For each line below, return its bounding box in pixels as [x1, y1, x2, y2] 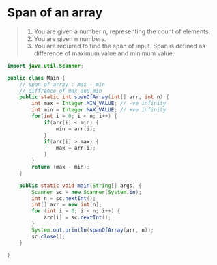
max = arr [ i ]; [55, 145, 96, 152]
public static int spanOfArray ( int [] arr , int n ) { [19, 94, 169, 100]
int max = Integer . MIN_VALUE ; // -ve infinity [31, 100, 167, 107]
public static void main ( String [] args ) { [19, 182, 142, 189]
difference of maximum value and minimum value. [33, 49, 175, 57]
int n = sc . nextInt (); [31, 195, 96, 202]
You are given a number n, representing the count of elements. [33, 27, 211, 36]
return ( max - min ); [31, 164, 90, 171]
